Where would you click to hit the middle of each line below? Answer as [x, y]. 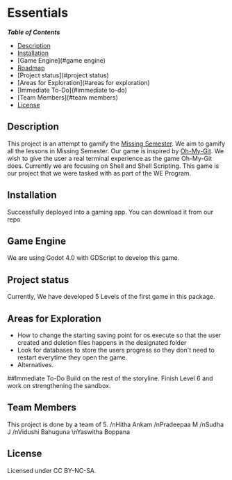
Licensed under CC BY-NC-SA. [52, 470]
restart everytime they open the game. [72, 357]
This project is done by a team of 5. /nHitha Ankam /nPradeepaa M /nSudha [116, 424]
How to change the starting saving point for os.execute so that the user [119, 335]
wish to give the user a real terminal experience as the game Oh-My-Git [110, 158]
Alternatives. [35, 365]
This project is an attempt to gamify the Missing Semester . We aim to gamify [116, 144]
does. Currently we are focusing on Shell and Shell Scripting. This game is [113, 166]
